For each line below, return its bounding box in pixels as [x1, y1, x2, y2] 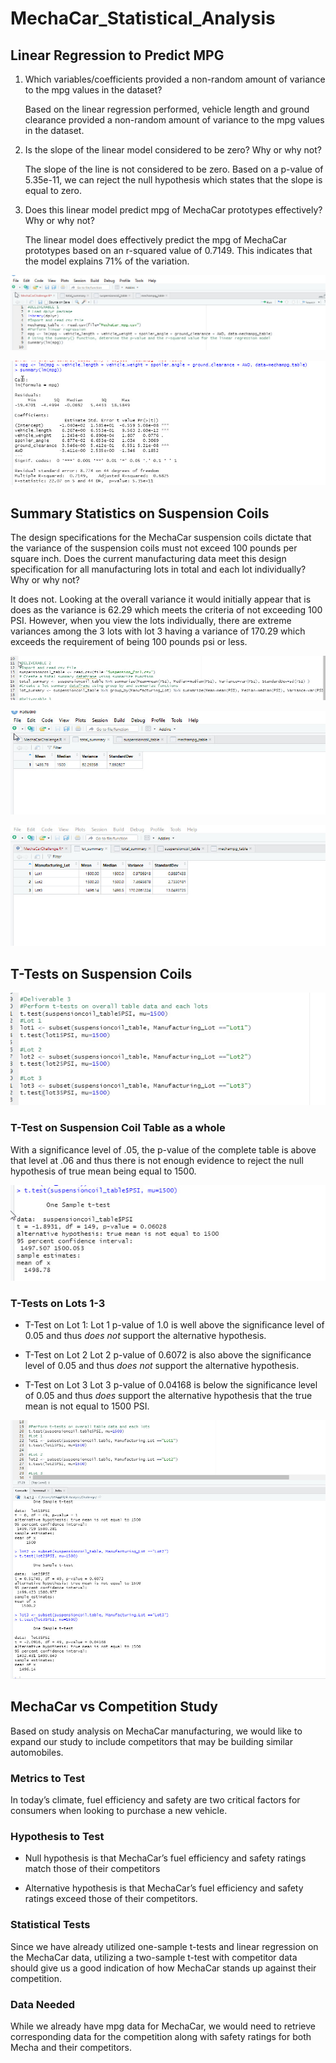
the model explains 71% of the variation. [24, 255, 190, 267]
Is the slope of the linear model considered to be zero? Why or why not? [24, 144, 322, 156]
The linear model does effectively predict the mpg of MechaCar [24, 234, 287, 246]
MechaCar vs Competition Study [10, 1698, 218, 1716]
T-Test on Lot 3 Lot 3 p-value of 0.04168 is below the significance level [24, 1379, 318, 1391]
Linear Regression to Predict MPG [10, 47, 225, 64]
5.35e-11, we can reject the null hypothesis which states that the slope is [24, 174, 323, 186]
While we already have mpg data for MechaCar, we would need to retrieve [10, 2020, 316, 2032]
